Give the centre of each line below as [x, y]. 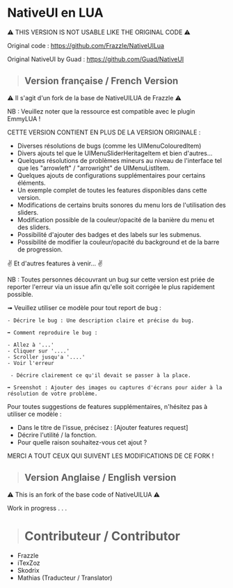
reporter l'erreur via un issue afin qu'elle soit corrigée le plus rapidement [111, 286]
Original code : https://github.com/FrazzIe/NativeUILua [86, 45]
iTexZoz [29, 563]
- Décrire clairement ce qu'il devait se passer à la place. [101, 375]
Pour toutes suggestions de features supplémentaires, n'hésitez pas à [107, 406]
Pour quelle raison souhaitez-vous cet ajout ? [82, 442]
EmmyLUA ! [24, 118]
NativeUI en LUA [55, 13]
